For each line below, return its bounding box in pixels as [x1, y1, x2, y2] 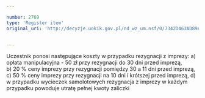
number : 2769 [6, 14, 40, 20]
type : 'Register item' [6, 19, 64, 26]
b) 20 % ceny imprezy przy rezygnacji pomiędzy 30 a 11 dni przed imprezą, [6, 65, 195, 73]
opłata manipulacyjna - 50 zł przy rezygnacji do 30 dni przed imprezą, [6, 59, 182, 67]
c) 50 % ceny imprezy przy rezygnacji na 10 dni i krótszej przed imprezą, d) [6, 72, 196, 79]
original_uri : [6, 25, 43, 31]
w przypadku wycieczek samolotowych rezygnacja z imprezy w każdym [6, 78, 188, 85]
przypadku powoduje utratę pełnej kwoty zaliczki [6, 85, 130, 92]
